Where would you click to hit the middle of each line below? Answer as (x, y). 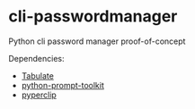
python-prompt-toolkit (62, 85)
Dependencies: (36, 58)
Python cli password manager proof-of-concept (97, 41)
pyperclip (39, 95)
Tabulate (38, 75)
